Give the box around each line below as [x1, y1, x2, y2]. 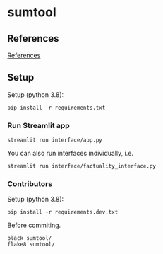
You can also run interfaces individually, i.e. [7, 149, 134, 158]
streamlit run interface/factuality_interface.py [7, 163, 157, 170]
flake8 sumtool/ [7, 241, 55, 248]
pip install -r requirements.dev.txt [7, 209, 119, 216]
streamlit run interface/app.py [7, 137, 102, 144]
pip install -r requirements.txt [7, 104, 106, 111]
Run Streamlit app [7, 120, 71, 130]
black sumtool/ [7, 235, 52, 242]
